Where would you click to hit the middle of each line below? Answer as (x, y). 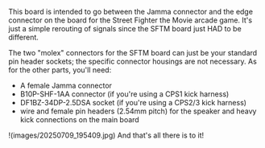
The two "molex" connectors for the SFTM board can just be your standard (133, 53)
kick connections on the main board (79, 119)
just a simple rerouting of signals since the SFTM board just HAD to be (125, 29)
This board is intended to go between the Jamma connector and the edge (131, 12)
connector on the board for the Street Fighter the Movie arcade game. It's (130, 20)
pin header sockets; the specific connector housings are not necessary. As (133, 61)
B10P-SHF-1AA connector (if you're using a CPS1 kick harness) (124, 94)
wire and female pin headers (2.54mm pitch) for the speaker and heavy (138, 111)
